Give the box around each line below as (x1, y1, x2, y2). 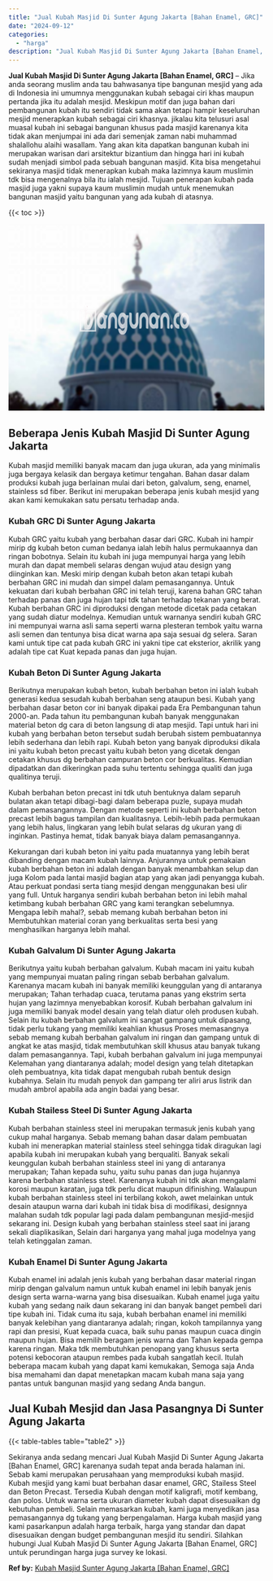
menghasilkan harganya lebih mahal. (8, 925, 132, 935)
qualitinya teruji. (8, 772, 63, 782)
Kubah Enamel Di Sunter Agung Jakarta (8, 1256, 168, 1268)
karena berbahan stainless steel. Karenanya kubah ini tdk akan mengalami (8, 1175, 257, 1185)
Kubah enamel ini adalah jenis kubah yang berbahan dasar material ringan (8, 1274, 257, 1284)
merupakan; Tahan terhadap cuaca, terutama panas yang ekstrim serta (8, 989, 246, 999)
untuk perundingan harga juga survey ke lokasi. (8, 1547, 168, 1557)
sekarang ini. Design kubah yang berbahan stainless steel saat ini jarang (8, 1218, 250, 1228)
